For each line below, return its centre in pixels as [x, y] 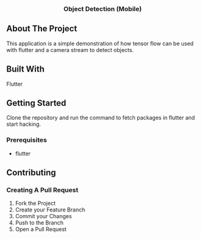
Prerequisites [27, 140]
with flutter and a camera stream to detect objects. [70, 50]
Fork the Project [35, 204]
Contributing [31, 173]
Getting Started [36, 103]
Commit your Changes [43, 216]
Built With [25, 69]
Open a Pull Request [41, 229]
